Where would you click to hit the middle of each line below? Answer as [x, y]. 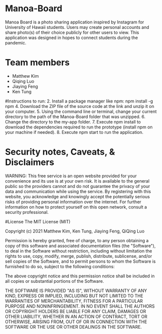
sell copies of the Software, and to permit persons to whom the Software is [81, 261]
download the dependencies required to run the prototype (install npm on [79, 127]
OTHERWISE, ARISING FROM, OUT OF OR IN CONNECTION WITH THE [76, 322]
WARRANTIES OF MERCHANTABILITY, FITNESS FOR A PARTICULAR [74, 301]
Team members [37, 63]
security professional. [27, 212]
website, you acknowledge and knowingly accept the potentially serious [78, 196]
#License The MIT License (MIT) [38, 221]
